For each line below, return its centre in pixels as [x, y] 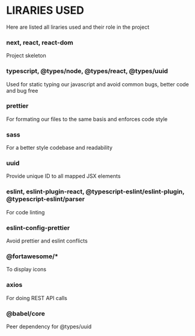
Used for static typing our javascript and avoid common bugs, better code [97, 84]
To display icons [26, 270]
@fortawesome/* [32, 256]
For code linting [25, 212]
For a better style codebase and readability [59, 148]
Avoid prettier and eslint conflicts [47, 241]
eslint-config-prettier [38, 228]
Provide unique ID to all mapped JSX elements [64, 176]
